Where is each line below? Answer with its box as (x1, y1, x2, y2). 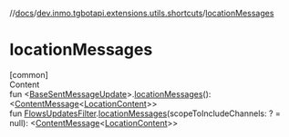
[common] (9, 69, 48, 80)
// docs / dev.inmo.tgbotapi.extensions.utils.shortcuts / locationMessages (9, 8, 274, 18)
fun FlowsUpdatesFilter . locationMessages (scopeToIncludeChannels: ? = (9, 108, 281, 119)
